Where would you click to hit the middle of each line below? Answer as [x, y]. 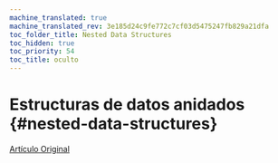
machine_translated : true [58, 18]
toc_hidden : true [42, 43]
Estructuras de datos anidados [127, 105]
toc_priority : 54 [42, 52]
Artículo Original [40, 149]
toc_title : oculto [44, 60]
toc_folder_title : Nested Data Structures [91, 34]
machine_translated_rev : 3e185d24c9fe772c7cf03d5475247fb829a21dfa [139, 26]
